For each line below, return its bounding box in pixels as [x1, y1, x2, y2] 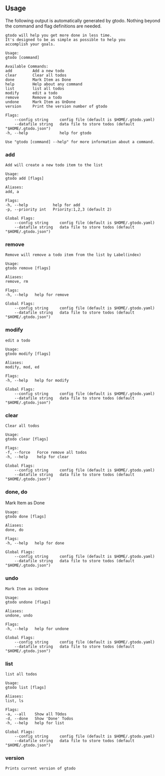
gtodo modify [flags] [5, 351, 51, 356]
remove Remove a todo [5, 95, 62, 100]
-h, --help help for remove [5, 292, 69, 297]
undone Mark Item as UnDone [5, 99, 76, 105]
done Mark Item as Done [5, 77, 71, 82]
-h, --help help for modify [5, 378, 69, 383]
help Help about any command [5, 81, 82, 87]
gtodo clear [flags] [5, 436, 49, 442]
